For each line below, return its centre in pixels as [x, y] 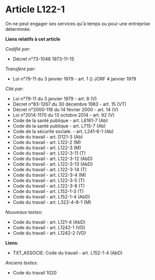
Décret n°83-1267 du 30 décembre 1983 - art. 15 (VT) [70, 104]
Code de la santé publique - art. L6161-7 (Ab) [60, 120]
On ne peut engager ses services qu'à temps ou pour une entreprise [78, 24]
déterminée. [18, 29]
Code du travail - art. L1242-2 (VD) [49, 233]
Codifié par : [18, 49]
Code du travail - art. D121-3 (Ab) [48, 136]
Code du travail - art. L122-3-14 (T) [50, 169]
